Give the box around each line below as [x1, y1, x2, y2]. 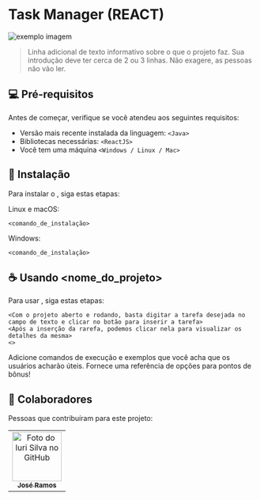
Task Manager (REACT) [8, 6, 164, 24]
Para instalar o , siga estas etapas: [8, 188, 120, 199]
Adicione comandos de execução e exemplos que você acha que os [8, 353, 231, 362]
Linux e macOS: [8, 204, 60, 214]
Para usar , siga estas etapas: [8, 296, 104, 305]
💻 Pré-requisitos [8, 88, 94, 101]
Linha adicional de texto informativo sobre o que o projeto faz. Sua [27, 47, 245, 56]
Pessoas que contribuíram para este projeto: [8, 414, 153, 423]
